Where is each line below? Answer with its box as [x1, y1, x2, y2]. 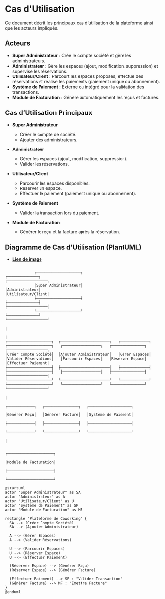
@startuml [5, 486, 26, 491]
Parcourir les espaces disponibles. [19, 180, 90, 186]
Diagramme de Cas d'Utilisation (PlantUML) [5, 243, 142, 251]
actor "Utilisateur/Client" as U [5, 499, 74, 504]
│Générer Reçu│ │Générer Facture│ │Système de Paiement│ [5, 412, 134, 417]
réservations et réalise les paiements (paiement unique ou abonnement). [12, 78, 161, 84]
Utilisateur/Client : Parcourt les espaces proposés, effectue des [12, 73, 144, 79]
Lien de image [12, 256, 42, 262]
